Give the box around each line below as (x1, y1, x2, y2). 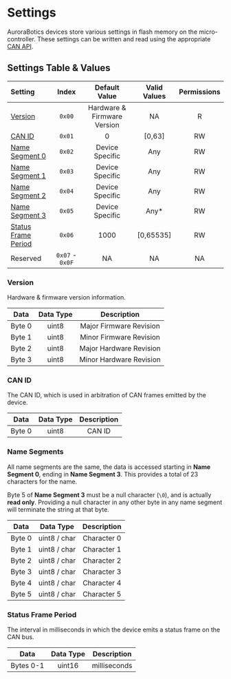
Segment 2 (10, 191, 47, 200)
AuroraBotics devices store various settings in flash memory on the (7, 28, 198, 36)
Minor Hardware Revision (79, 355, 161, 364)
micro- (199, 28, 218, 36)
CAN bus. (7, 632, 34, 641)
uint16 (57, 660, 79, 670)
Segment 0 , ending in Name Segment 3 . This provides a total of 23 (7, 470, 198, 478)
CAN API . (7, 42, 34, 50)
